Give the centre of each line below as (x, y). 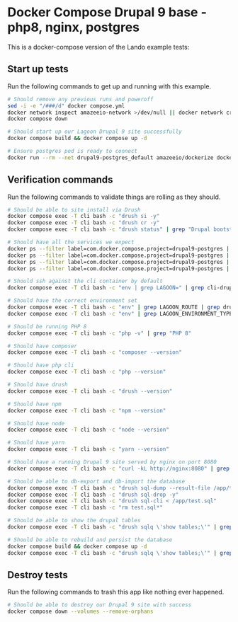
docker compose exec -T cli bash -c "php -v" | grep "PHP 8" (100, 333)
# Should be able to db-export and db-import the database (96, 481)
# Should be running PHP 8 (47, 326)
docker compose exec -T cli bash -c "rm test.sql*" (85, 508)
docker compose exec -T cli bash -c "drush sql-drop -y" (93, 495)
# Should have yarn (36, 443)
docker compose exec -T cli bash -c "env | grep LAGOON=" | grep (106, 288)
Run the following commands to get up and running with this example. (109, 86)
